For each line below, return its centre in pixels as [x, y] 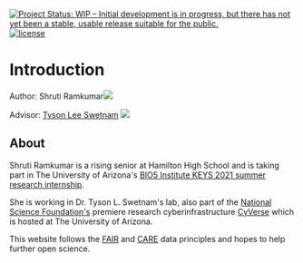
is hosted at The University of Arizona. [81, 221]
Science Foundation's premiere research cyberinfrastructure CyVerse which [152, 211]
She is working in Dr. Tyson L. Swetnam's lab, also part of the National [141, 202]
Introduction [57, 70]
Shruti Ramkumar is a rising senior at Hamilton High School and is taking [144, 165]
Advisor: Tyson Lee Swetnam [64, 114]
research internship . [47, 184]
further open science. [50, 248]
